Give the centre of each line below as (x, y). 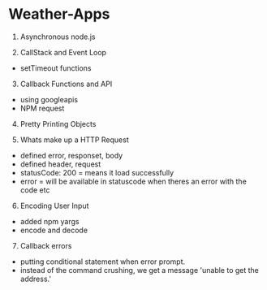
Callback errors (46, 245)
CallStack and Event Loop (63, 52)
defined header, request (60, 164)
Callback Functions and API (66, 84)
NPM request (42, 108)
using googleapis (49, 99)
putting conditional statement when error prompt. (103, 262)
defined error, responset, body (71, 155)
